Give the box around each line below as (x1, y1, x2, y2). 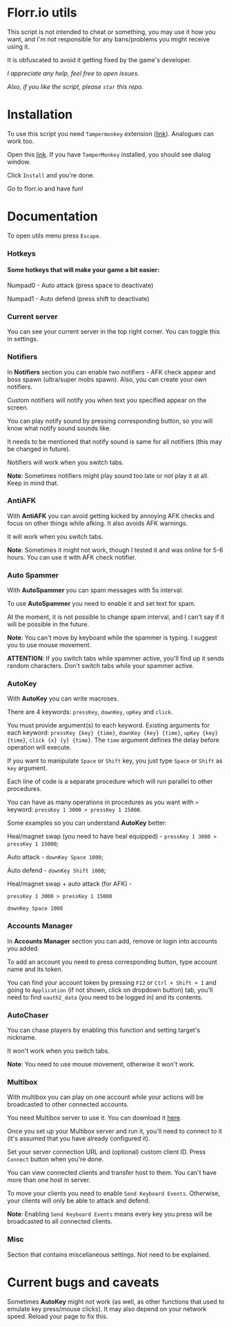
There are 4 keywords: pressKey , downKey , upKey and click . (7, 708, 173, 716)
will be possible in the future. (7, 620, 90, 629)
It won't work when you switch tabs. (7, 1047, 110, 1055)
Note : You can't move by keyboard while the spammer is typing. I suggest (7, 633, 217, 642)
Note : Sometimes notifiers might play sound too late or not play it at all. (7, 471, 209, 479)
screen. (7, 403, 29, 412)
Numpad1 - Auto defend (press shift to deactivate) (7, 294, 150, 303)
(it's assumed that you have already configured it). (7, 1134, 150, 1143)
